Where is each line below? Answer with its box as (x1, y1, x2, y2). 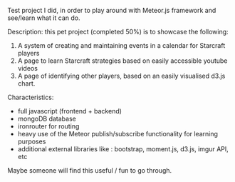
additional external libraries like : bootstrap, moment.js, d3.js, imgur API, (17, 145, 229, 153)
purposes (17, 137, 46, 146)
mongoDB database (17, 114, 76, 123)
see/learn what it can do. (7, 14, 80, 22)
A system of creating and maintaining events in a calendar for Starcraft (17, 41, 226, 49)
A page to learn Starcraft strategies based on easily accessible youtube (17, 56, 228, 65)
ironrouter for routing (17, 122, 80, 131)
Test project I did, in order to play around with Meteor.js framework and (7, 6, 216, 14)
